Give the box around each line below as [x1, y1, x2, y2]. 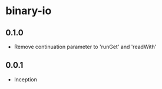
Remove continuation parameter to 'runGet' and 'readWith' [14, 43, 157, 50]
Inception [14, 75, 38, 83]
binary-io [5, 4, 52, 18]
